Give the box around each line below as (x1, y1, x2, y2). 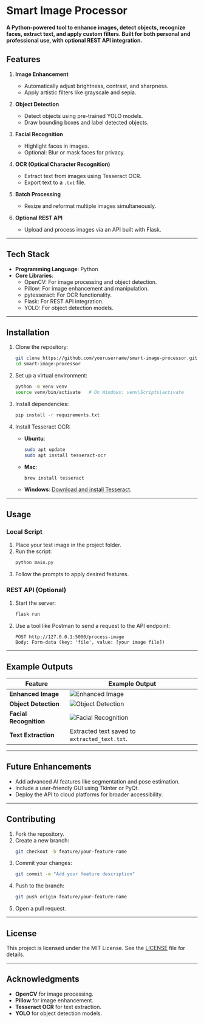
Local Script (6, 527, 42, 536)
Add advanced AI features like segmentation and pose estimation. (15, 777, 180, 785)
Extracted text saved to (69, 727, 136, 735)
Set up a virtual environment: (15, 372, 88, 379)
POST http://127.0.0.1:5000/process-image (15, 634, 124, 640)
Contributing (6, 814, 56, 824)
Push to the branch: (15, 882, 65, 889)
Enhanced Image (9, 689, 59, 698)
